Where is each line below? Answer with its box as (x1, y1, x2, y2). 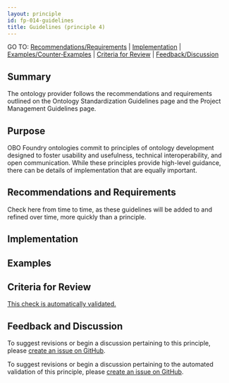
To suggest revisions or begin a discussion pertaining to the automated (7, 360, 213, 369)
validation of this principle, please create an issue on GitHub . (7, 367, 184, 376)
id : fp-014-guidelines (7, 17, 74, 24)
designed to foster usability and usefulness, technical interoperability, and (7, 151, 222, 159)
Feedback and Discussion (7, 320, 123, 332)
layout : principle (7, 10, 61, 18)
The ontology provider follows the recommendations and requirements (7, 90, 213, 98)
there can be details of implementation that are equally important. (7, 166, 197, 174)
